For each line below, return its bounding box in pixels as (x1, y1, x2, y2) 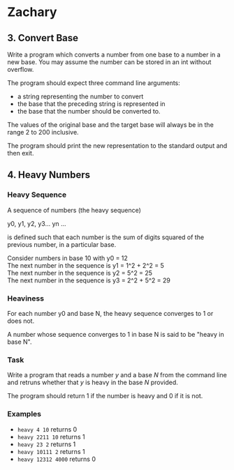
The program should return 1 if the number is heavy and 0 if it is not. (7, 392, 203, 400)
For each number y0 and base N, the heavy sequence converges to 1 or (7, 309, 214, 317)
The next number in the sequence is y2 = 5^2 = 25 (7, 268, 152, 277)
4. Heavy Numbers (7, 169, 91, 181)
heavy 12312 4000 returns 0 (17, 455, 96, 463)
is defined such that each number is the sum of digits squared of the (7, 233, 205, 241)
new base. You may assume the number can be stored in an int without (7, 58, 212, 66)
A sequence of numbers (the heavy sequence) (7, 206, 142, 214)
